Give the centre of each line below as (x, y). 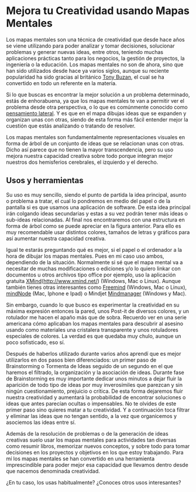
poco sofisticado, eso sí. (36, 342)
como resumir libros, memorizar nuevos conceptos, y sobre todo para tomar (98, 446)
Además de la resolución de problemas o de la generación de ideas (87, 433)
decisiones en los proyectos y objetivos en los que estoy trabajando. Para (95, 452)
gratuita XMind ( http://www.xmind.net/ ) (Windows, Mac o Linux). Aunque (94, 281)
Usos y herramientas (45, 181)
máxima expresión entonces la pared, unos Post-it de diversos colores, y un (97, 311)
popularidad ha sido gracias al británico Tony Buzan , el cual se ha (85, 77)
